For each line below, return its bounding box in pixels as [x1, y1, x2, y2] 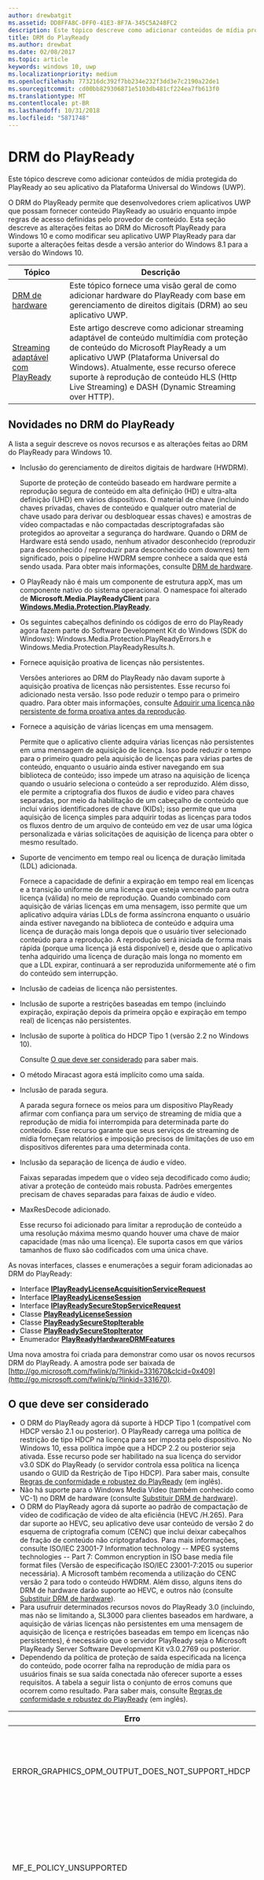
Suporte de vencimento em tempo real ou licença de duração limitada [19, 853, 246, 862]
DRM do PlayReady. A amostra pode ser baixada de [8, 1358, 175, 1367]
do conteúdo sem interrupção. [19, 968, 119, 978]
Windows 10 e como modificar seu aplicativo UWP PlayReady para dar [8, 231, 236, 240]
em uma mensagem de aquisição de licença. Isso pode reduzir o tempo [19, 745, 251, 755]
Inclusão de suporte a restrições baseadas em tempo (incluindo [19, 998, 226, 1009]
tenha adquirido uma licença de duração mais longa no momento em [19, 951, 243, 961]
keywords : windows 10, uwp [8, 63, 97, 71]
